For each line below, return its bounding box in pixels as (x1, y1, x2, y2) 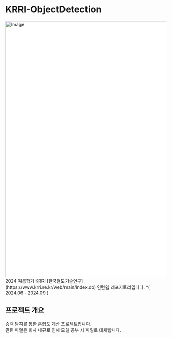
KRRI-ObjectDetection (5, 4, 102, 15)
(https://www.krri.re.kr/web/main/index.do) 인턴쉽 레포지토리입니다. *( (5, 284, 150, 290)
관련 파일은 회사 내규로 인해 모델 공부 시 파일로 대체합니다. (5, 327, 121, 333)
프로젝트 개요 (5, 306, 45, 315)
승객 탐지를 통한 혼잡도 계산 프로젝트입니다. (5, 321, 92, 327)
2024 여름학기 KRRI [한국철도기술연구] (5, 277, 83, 284)
